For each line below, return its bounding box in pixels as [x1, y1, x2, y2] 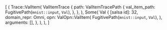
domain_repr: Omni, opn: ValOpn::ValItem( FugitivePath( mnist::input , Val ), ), [5, 15, 163, 20]
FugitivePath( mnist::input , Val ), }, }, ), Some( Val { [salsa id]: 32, [5, 9, 139, 15]
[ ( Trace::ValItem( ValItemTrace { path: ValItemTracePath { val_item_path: [5, 4, 156, 10]
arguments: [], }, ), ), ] [5, 19, 50, 25]
